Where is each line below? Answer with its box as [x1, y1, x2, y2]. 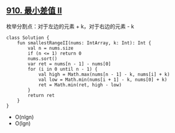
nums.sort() [28, 56, 58, 62]
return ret [28, 92, 55, 98]
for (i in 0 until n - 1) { [28, 66, 98, 72]
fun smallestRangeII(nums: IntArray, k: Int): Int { [17, 40, 152, 46]
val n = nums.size [28, 45, 74, 51]
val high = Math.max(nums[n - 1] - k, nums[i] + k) [38, 71, 170, 77]
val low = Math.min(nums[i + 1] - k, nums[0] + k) [38, 77, 168, 83]
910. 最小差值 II [6, 5, 62, 16]
